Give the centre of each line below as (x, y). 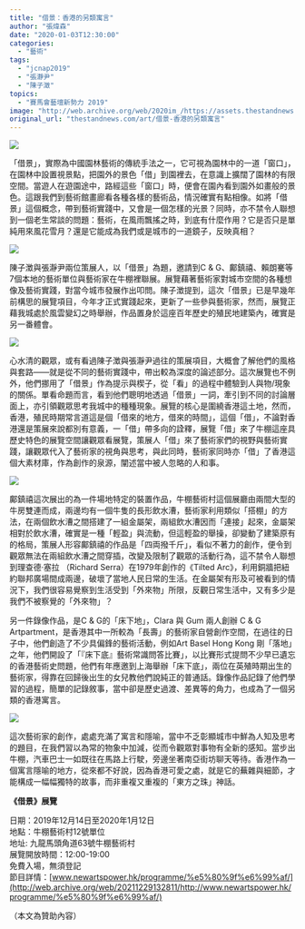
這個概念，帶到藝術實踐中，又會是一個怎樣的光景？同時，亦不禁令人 (152, 209)
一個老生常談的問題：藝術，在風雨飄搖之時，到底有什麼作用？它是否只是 (152, 220)
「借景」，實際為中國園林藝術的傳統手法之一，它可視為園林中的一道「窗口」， (152, 163)
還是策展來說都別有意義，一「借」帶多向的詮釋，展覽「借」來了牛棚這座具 (156, 429)
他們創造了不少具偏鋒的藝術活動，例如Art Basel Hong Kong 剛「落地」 (163, 643)
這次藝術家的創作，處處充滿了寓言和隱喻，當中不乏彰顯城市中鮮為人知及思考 (152, 736)
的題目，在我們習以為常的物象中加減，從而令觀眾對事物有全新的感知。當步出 (152, 748)
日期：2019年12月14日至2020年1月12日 (82, 820)
